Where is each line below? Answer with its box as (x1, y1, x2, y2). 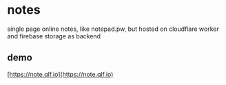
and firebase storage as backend (7, 32, 101, 40)
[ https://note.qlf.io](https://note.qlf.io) (7, 70, 114, 78)
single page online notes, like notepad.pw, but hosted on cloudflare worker (7, 25, 219, 33)
